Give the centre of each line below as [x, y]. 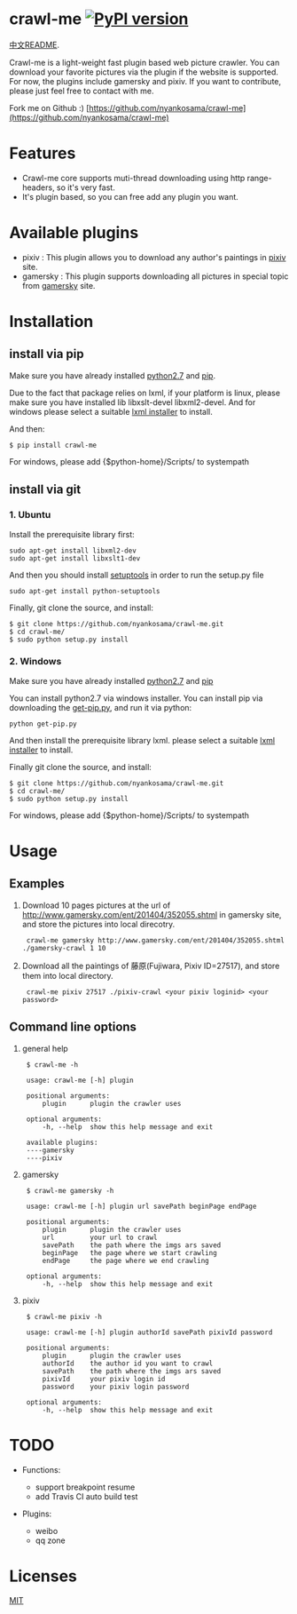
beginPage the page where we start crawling [129, 1252]
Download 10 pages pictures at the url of [96, 905]
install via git [45, 490]
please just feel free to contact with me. [82, 91]
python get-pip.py [43, 724]
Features [43, 153]
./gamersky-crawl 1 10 [64, 948]
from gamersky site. [59, 285]
